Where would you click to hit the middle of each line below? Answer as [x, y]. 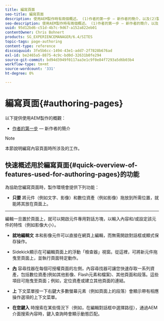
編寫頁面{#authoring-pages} [64, 104]
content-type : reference [30, 46]
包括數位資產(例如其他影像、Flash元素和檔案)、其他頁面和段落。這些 [90, 274]
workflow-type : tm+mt [27, 64]
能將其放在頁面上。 [31, 203]
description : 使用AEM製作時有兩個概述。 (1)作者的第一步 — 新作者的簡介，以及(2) [81, 19]
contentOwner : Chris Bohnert [35, 32]
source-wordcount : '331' [30, 69]
